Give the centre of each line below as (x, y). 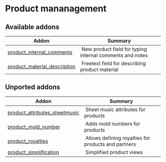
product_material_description (41, 66)
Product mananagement (56, 9)
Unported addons (33, 87)
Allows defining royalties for (118, 138)
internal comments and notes (114, 55)
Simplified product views (114, 152)
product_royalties (28, 141)
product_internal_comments (40, 52)
